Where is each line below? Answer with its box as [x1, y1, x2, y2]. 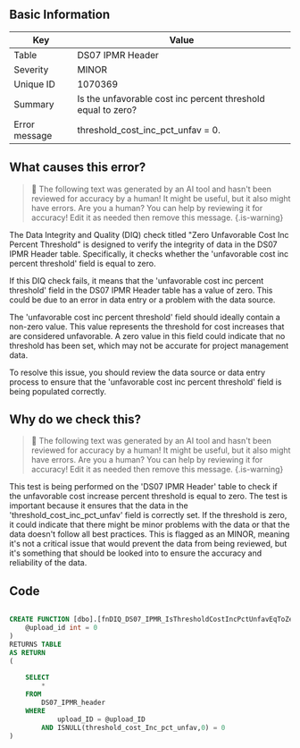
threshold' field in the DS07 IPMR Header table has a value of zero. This [9, 285, 273, 295]
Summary [13, 98, 55, 110]
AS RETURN [9, 648, 46, 657]
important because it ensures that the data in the [9, 500, 189, 511]
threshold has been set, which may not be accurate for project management [9, 340, 289, 351]
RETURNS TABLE [9, 640, 62, 649]
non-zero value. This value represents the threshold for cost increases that [9, 321, 285, 332]
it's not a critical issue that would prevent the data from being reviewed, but [9, 539, 287, 549]
